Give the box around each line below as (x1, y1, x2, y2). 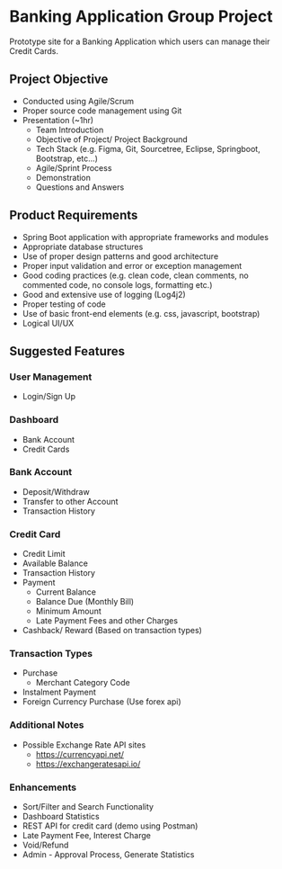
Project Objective (9, 72, 109, 87)
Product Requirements (9, 208, 138, 223)
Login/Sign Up (22, 391, 76, 402)
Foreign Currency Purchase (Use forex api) (22, 696, 181, 707)
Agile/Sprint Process (35, 162, 112, 173)
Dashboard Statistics (22, 811, 101, 822)
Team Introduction (35, 124, 104, 135)
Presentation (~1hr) (22, 114, 94, 125)
